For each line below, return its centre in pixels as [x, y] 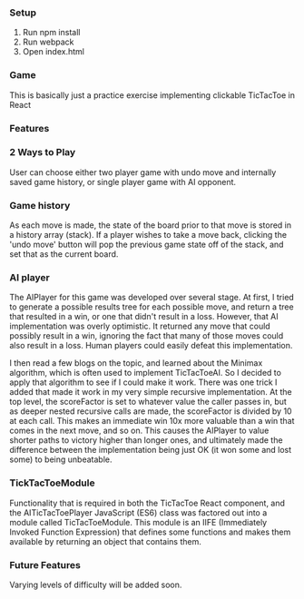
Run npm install [51, 33]
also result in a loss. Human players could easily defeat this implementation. [151, 346]
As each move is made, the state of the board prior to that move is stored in [151, 225]
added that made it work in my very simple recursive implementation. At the [151, 392]
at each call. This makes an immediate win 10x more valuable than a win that [152, 421]
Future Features [45, 565]
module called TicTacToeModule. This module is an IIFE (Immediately [138, 522]
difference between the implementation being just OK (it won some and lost [151, 450]
